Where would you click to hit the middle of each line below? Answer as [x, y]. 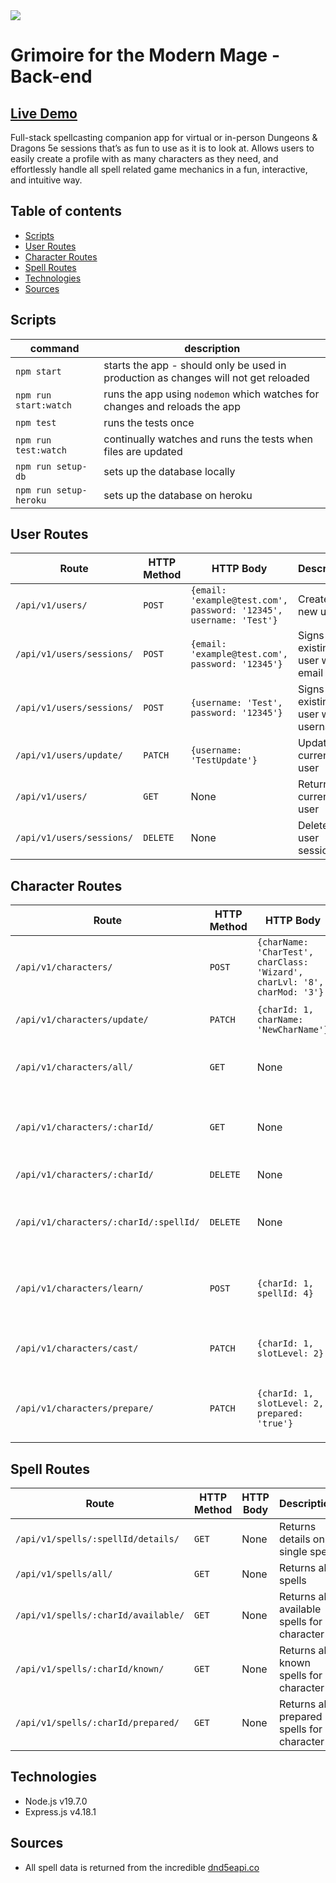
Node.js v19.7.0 [56, 1801]
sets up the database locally [169, 471]
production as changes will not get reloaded [206, 377]
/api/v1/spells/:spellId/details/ [97, 1539]
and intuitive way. [46, 180]
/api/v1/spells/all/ [64, 1574]
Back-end [51, 76]
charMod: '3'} [290, 992]
